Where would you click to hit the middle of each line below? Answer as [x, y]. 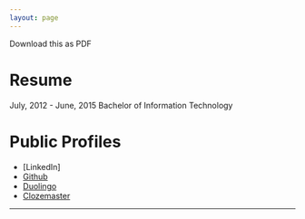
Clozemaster [46, 195]
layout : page [34, 18]
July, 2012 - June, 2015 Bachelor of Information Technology [121, 105]
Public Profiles [65, 142]
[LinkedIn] [41, 167]
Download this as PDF [51, 43]
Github [35, 176]
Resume [41, 80]
